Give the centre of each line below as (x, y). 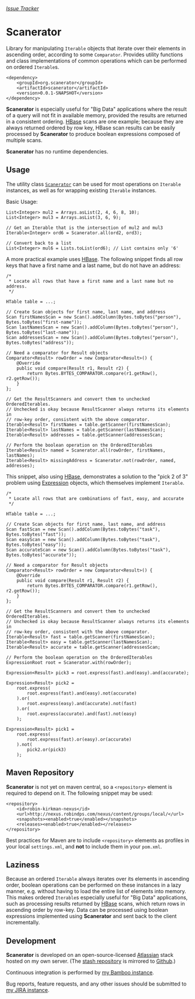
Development (31, 941)
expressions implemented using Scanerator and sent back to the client (91, 916)
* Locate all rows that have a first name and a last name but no (91, 281)
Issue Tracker (22, 8)
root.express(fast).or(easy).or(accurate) (79, 739)
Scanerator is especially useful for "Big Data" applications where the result (96, 109)
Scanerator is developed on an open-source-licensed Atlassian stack (90, 955)
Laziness (23, 865)
